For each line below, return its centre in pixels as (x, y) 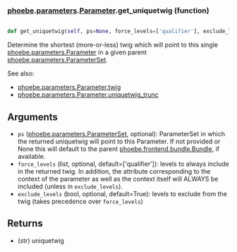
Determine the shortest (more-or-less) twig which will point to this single (113, 45)
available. (31, 156)
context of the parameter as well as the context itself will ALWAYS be (118, 179)
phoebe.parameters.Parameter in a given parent (77, 52)
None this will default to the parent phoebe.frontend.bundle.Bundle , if (119, 149)
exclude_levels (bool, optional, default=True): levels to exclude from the (122, 193)
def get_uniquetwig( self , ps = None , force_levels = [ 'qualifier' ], (104, 31)
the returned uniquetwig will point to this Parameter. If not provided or (119, 141)
